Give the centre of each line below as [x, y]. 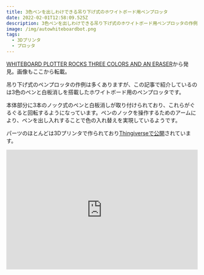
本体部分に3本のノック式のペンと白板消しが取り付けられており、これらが [98, 105]
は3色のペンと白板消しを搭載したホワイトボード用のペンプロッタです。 [95, 92]
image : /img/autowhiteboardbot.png [51, 29]
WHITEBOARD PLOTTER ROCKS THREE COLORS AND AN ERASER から [95, 64]
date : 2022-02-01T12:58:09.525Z [47, 18]
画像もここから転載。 [43, 71]
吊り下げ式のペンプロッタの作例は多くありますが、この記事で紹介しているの [102, 84]
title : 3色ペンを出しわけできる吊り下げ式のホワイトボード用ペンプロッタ [87, 12]
